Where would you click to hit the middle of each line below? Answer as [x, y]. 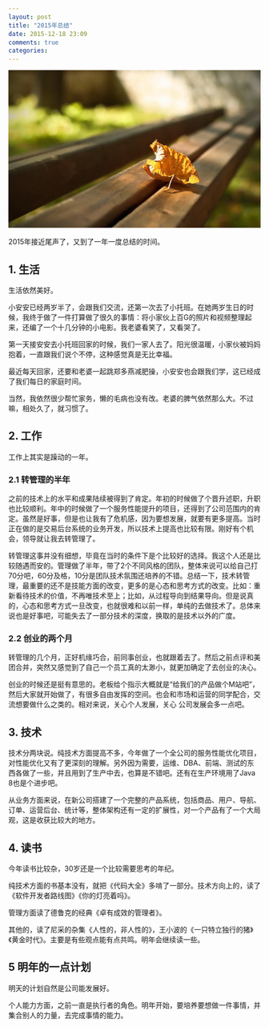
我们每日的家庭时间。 [50, 381]
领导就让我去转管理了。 [61, 539]
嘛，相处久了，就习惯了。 [50, 408]
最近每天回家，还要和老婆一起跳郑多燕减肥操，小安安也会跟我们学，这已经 [131, 371]
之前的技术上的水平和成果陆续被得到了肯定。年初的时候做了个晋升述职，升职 [134, 499]
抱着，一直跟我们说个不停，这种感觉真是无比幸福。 [92, 354]
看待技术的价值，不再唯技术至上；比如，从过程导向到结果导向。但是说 [130, 596]
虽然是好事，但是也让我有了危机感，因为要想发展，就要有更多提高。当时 [141, 519]
